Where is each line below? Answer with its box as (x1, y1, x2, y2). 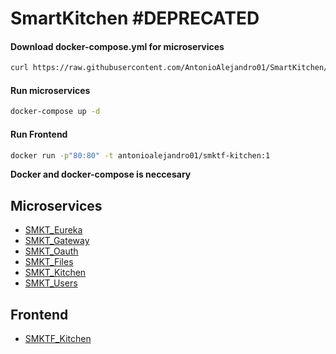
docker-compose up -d (10, 107, 101, 117)
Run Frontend (10, 128, 68, 140)
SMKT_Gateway (24, 235, 90, 247)
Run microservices (10, 84, 91, 96)
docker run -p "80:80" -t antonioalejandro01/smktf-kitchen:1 (10, 150, 271, 161)
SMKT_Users (24, 277, 78, 289)
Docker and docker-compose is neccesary (10, 168, 192, 181)
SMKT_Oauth (24, 245, 79, 257)
